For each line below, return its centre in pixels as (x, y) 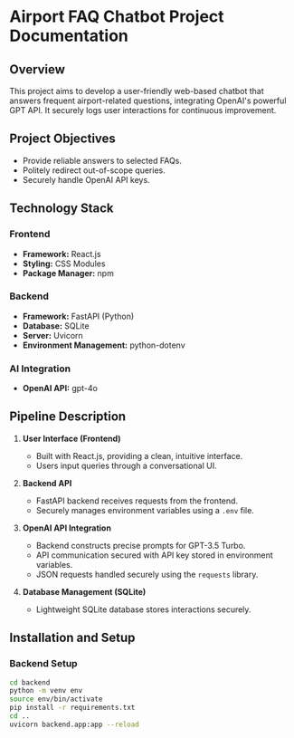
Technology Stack (62, 209)
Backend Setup (44, 664)
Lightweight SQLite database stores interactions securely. (143, 609)
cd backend (30, 682)
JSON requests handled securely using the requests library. (147, 574)
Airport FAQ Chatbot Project (117, 17)
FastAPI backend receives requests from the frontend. (137, 501)
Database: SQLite (56, 326)
